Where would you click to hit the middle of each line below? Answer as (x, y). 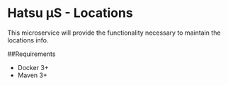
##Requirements (32, 54)
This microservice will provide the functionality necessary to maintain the (114, 33)
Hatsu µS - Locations (70, 13)
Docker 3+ (33, 67)
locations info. (28, 40)
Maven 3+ (32, 75)
